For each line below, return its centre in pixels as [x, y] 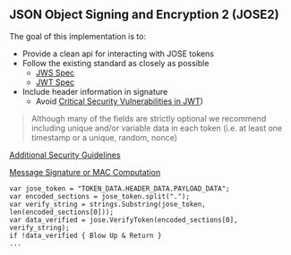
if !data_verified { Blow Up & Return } [86, 235]
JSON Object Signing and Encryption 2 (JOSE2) [144, 15]
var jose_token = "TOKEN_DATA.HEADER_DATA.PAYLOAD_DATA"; [120, 188]
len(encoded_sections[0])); [62, 212]
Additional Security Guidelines [65, 155]
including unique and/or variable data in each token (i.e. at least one [157, 128]
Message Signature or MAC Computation [85, 172]
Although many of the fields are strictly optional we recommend [149, 118]
